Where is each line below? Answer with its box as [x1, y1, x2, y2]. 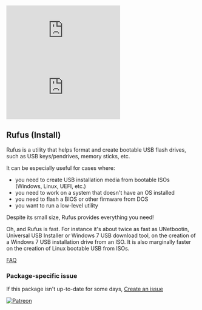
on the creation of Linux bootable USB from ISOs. [6, 244, 130, 252]
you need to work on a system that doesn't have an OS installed [15, 189, 175, 196]
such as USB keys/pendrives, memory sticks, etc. [6, 152, 130, 160]
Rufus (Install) [6, 130, 61, 140]
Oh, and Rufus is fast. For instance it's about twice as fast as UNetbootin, [6, 225, 189, 232]
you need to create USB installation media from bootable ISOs [15, 176, 170, 183]
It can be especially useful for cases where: [6, 164, 115, 172]
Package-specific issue [6, 271, 78, 280]
